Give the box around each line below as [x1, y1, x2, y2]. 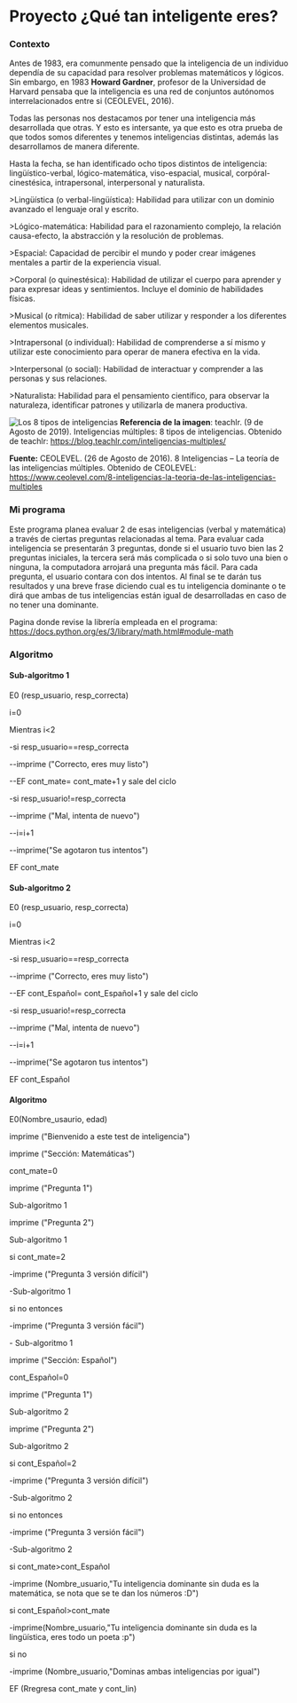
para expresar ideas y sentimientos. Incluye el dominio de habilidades [9, 284, 264, 295]
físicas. [9, 293, 35, 304]
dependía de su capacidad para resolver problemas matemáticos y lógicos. [9, 67, 285, 78]
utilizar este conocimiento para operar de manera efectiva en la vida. [9, 346, 261, 357]
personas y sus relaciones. [9, 373, 108, 384]
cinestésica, [9, 178, 53, 188]
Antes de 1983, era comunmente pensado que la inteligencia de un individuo [9, 58, 289, 68]
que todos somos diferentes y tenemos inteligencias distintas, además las [9, 131, 279, 143]
